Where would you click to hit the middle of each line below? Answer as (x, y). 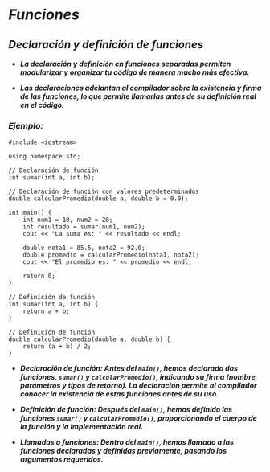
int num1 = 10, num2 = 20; (68, 220)
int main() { (30, 213)
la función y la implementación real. (81, 427)
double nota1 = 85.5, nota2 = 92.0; (84, 248)
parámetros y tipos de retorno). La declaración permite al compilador (138, 386)
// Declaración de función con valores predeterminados (104, 192)
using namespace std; (45, 157)
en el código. (42, 105)
